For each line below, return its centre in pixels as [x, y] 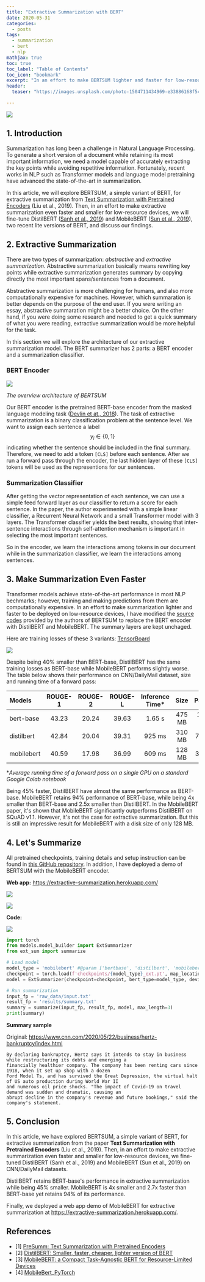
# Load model [23, 963]
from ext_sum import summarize [46, 951]
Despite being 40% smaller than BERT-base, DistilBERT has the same [94, 662]
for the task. [21, 330]
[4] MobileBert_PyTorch [45, 1272]
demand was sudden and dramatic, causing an [64, 1092]
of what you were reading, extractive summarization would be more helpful [101, 323]
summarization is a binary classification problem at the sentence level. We [99, 420]
